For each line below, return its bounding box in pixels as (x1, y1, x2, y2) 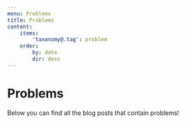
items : (20, 29, 39, 37)
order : (20, 42, 39, 49)
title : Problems (7, 17, 54, 24)
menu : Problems (7, 10, 52, 17)
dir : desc (32, 56, 61, 63)
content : (7, 23, 33, 30)
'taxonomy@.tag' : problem (32, 36, 108, 43)
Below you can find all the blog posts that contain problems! (7, 109, 180, 117)
